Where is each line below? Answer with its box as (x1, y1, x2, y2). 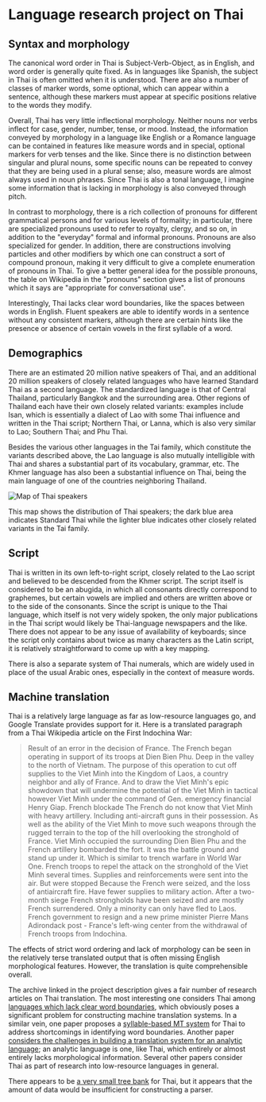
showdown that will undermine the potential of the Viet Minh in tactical (27, 786, 258, 796)
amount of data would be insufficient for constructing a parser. (8, 1085, 214, 1095)
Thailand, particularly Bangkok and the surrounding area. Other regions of (8, 393, 250, 403)
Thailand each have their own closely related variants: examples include (8, 401, 244, 410)
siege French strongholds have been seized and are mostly (50, 896, 245, 905)
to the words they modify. (8, 101, 92, 110)
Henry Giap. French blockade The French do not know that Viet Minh (27, 803, 253, 812)
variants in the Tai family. (8, 523, 90, 533)
